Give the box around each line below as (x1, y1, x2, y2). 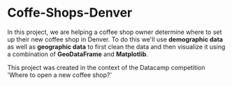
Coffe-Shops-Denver (7, 5, 133, 21)
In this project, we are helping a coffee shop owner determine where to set (7, 28, 222, 36)
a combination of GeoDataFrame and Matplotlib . (7, 50, 149, 58)
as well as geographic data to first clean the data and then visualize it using (7, 42, 226, 51)
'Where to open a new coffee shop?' (7, 71, 113, 79)
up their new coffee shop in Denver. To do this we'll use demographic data (7, 35, 224, 43)
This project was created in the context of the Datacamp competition (7, 63, 205, 71)
